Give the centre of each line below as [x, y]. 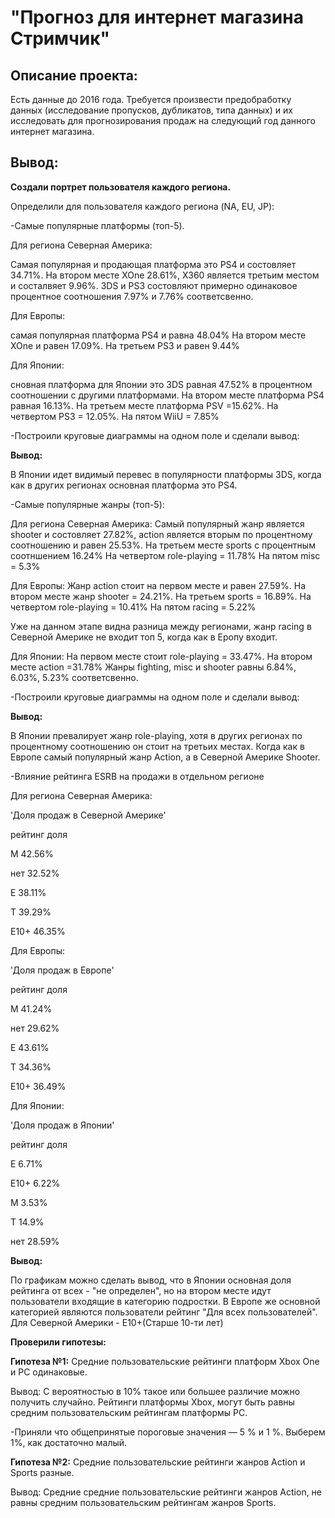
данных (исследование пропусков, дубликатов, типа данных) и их [151, 110]
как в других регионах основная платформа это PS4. [124, 485]
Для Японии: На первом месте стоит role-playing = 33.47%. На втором [161, 656]
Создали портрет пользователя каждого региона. [121, 187]
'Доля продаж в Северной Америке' [88, 815]
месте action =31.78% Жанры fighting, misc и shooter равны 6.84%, [153, 667]
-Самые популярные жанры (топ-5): [87, 504]
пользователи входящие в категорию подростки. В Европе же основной [165, 1301]
